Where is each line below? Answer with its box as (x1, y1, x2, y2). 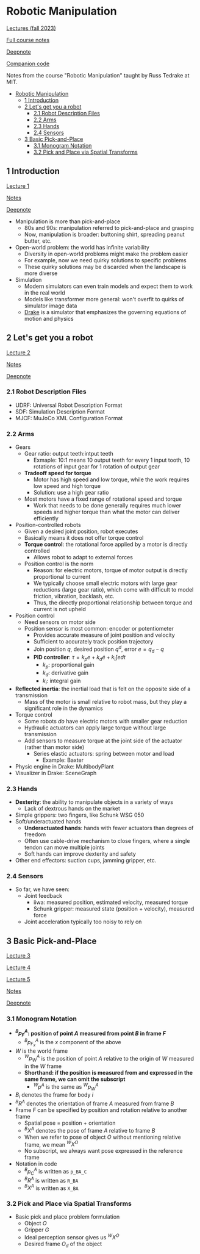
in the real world (24, 288, 65, 296)
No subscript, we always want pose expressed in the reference (24, 1147, 183, 1155)
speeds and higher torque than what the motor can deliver (33, 508, 180, 516)
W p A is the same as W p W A (33, 1082, 99, 1092)
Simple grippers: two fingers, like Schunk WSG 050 (15, 811, 145, 819)
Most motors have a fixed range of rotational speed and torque (24, 495, 182, 503)
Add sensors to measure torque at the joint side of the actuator (24, 737, 183, 744)
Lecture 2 (6, 349, 30, 356)
